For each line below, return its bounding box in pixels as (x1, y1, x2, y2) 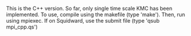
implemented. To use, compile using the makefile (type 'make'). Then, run (6, 11, 186, 18)
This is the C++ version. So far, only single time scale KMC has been (6, 5, 173, 12)
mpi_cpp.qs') (6, 23, 38, 30)
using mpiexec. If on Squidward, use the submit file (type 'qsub (6, 17, 160, 24)
